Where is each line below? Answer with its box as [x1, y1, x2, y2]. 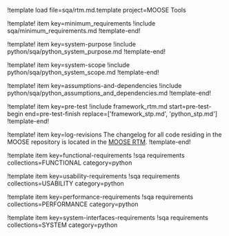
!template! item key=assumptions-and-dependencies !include [7, 82, 182, 89]
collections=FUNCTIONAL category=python [7, 158, 132, 167]
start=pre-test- [168, 102, 212, 110]
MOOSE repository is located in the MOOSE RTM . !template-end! [7, 138, 191, 146]
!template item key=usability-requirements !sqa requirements [7, 172, 181, 180]
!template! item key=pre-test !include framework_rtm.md [7, 102, 168, 110]
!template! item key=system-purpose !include [7, 40, 137, 48]
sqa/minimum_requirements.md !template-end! [7, 27, 141, 35]
